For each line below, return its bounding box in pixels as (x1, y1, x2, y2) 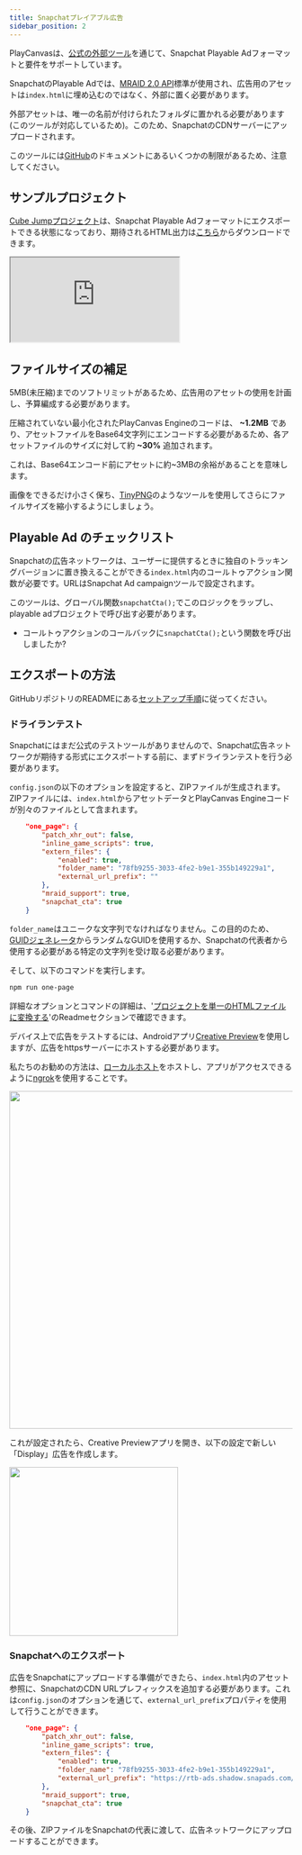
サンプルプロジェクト (9, 190, 128, 205)
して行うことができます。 (9, 1706, 103, 1716)
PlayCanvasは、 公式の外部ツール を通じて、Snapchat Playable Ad (9, 47, 252, 59)
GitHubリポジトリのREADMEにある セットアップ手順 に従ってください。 (9, 692, 272, 703)
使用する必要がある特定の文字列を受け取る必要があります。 (9, 946, 229, 956)
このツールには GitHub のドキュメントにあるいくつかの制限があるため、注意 (9, 149, 288, 160)
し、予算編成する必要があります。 (9, 398, 135, 410)
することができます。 (24, 1836, 103, 1847)
